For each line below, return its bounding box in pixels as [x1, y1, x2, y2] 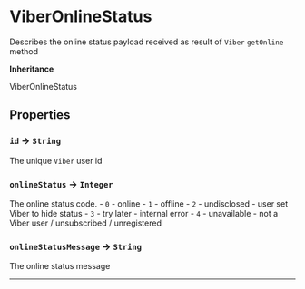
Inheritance [9, 63, 54, 74]
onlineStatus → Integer [9, 178, 113, 190]
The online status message [9, 261, 111, 272]
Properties [9, 107, 71, 123]
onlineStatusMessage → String [9, 240, 143, 253]
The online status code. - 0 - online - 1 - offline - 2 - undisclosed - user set [9, 197, 289, 209]
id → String [9, 134, 62, 147]
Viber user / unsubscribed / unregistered [9, 217, 162, 228]
